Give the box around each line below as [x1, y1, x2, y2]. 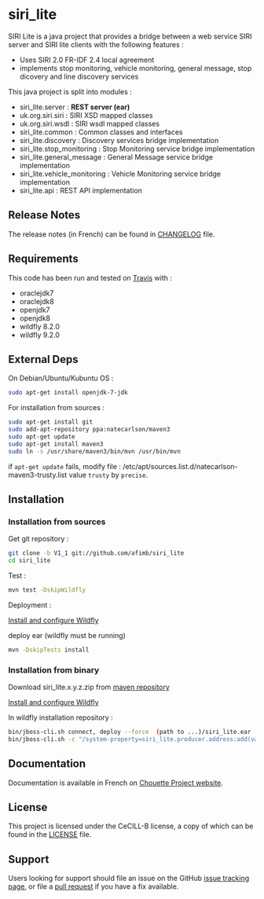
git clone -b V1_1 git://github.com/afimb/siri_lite [8, 549, 185, 557]
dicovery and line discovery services [19, 72, 139, 81]
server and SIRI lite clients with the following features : [8, 39, 185, 49]
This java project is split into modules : [8, 86, 132, 96]
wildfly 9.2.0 [19, 330, 60, 339]
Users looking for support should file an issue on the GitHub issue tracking [8, 874, 250, 883]
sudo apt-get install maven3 [8, 440, 104, 448]
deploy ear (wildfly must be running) [8, 630, 126, 640]
